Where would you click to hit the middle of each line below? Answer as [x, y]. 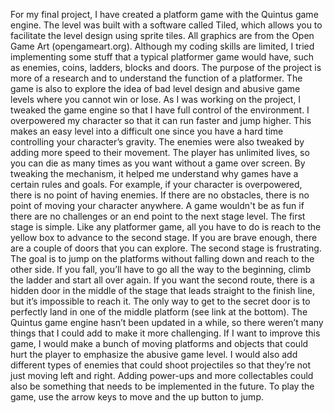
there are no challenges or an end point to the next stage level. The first [158, 216]
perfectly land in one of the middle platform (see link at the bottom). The [159, 312]
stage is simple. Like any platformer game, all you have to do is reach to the [166, 227]
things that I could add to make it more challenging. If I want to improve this [165, 333]
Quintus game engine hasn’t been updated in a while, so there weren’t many [167, 322]
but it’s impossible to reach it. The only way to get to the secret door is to [160, 301]
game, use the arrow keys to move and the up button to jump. [137, 397]
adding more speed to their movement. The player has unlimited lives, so [160, 152]
